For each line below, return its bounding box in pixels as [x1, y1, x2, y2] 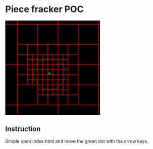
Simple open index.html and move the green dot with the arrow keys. [5, 138, 148, 144]
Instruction [5, 125, 41, 133]
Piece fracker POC [5, 4, 84, 15]
